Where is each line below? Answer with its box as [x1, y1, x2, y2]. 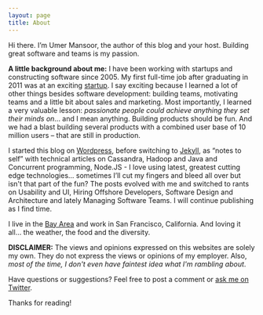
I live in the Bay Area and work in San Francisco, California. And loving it [8, 219, 241, 228]
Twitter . [8, 283, 33, 292]
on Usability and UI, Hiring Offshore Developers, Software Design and [8, 187, 234, 197]
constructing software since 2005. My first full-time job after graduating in [8, 72, 249, 81]
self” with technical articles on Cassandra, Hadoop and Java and [8, 154, 217, 163]
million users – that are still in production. [8, 130, 141, 139]
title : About [8, 19, 51, 27]
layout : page [8, 11, 51, 20]
